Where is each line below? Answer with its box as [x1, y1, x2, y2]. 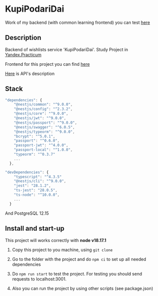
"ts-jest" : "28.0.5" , [14, 188, 57, 193]
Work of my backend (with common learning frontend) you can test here [5, 19, 150, 25]
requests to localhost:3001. [12, 276, 67, 282]
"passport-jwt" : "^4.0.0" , [14, 143, 69, 148]
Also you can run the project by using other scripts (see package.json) [12, 285, 154, 291]
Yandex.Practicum [5, 52, 42, 57]
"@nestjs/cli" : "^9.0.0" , [14, 179, 67, 184]
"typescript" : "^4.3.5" [14, 174, 62, 179]
